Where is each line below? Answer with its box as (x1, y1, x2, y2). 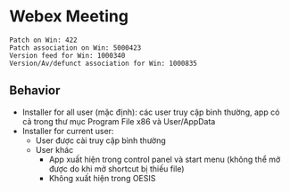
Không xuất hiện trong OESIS (48, 172, 156, 183)
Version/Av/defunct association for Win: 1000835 (9, 59, 198, 68)
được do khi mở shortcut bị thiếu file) (48, 163, 185, 174)
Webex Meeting (9, 6, 129, 27)
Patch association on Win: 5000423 (9, 43, 142, 52)
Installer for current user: (21, 125, 114, 136)
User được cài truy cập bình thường (35, 135, 167, 146)
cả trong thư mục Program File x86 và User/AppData (21, 116, 216, 126)
